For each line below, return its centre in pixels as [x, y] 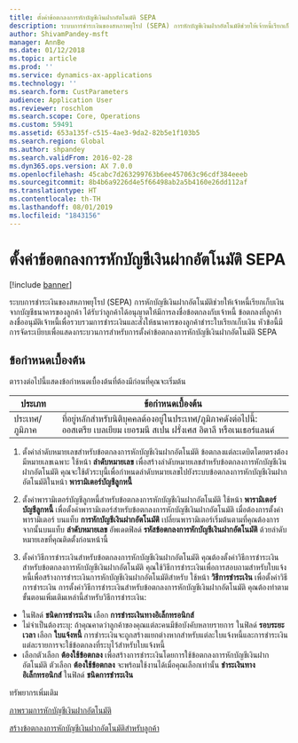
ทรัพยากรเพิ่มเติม [34, 692]
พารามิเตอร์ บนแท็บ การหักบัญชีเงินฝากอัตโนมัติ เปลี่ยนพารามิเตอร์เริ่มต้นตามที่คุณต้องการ [151, 519]
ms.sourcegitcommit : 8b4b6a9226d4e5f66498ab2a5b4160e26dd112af [129, 183]
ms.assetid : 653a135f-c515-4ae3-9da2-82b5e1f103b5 [105, 133]
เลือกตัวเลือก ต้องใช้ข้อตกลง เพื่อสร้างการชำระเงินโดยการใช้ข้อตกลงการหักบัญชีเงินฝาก [145, 655]
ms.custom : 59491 [41, 125]
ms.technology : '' [43, 83]
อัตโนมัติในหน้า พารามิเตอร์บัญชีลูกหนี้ [77, 482]
